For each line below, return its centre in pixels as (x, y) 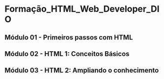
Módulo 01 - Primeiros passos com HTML (69, 37)
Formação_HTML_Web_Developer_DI (82, 9)
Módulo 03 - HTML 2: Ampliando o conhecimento (82, 70)
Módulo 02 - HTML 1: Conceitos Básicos (67, 54)
